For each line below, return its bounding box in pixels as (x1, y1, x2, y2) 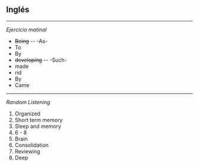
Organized (14, 110, 40, 117)
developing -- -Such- (14, 56, 67, 63)
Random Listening (6, 98, 50, 105)
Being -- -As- (14, 37, 48, 44)
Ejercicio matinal (6, 26, 47, 33)
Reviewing (14, 147, 40, 155)
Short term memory (14, 116, 63, 123)
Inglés (6, 5, 30, 15)
